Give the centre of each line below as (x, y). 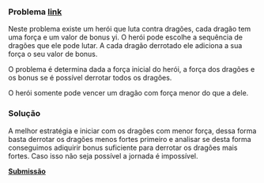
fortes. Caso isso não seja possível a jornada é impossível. (104, 155)
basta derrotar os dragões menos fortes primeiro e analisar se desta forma (130, 139)
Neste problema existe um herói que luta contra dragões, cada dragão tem (130, 29)
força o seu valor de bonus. (53, 54)
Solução (25, 114)
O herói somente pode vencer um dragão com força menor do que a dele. (128, 93)
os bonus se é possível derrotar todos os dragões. (90, 78)
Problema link (35, 12)
